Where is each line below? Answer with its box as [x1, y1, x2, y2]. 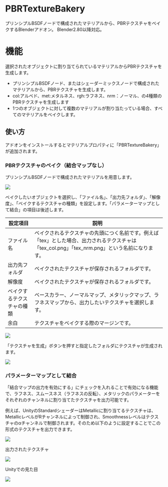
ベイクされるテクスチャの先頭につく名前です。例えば [34, 229, 159, 236]
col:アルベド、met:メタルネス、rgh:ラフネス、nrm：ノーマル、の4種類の [12, 93, 162, 99]
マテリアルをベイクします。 [21, 111, 78, 118]
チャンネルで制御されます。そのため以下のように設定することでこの [21, 420, 161, 426]
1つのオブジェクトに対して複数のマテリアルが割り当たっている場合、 [12, 105, 154, 111]
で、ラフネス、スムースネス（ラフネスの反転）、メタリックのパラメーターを [5, 391, 160, 397]
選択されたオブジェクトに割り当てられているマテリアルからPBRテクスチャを [5, 63, 162, 69]
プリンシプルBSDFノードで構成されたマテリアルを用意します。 [5, 174, 134, 180]
